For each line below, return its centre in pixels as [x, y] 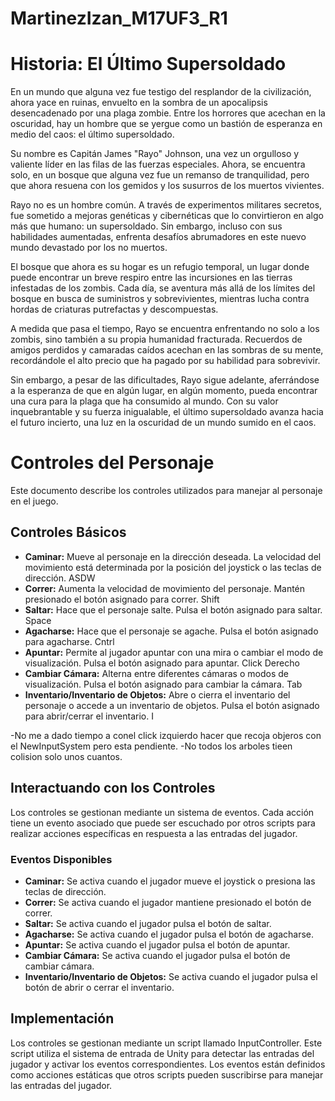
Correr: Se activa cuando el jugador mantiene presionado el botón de [168, 902]
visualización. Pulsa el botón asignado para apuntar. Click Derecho [162, 663]
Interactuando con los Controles [113, 788]
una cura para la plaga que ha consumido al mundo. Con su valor [144, 401]
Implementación [62, 1018]
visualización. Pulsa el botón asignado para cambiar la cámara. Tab [163, 684]
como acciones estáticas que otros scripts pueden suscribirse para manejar [167, 1074]
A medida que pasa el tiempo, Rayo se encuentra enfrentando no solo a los [165, 329]
